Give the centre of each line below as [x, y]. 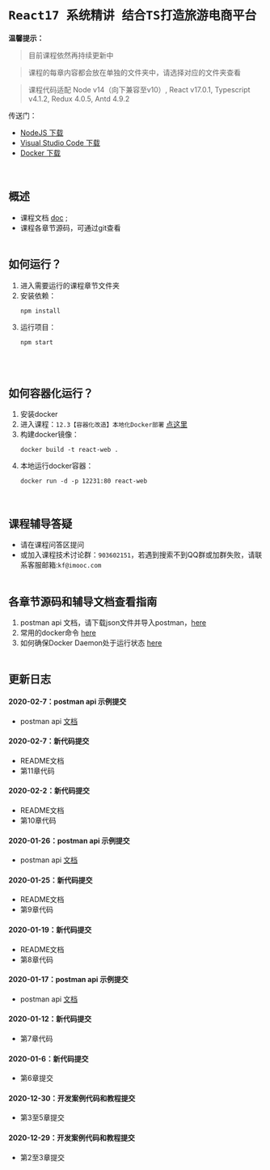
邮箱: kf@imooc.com [72, 565]
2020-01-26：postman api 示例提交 [70, 840]
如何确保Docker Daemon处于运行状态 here [91, 643]
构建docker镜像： [49, 435]
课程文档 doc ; [44, 217]
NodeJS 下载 [42, 132]
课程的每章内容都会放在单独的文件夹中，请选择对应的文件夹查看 [134, 72]
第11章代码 [37, 771]
